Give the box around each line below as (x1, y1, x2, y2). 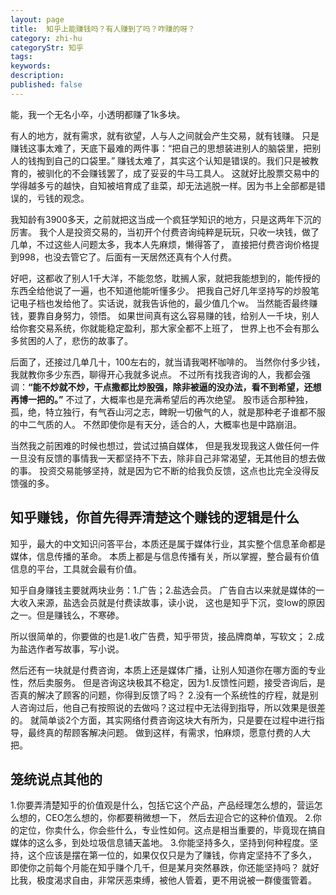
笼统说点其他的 (10, 771, 103, 788)
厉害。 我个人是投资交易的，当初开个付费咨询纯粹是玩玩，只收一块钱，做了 (10, 226, 320, 238)
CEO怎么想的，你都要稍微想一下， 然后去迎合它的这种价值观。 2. (44, 812, 313, 824)
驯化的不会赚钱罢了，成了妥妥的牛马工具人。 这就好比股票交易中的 (44, 167, 320, 179)
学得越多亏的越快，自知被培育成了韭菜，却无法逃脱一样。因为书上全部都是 (10, 179, 317, 191)
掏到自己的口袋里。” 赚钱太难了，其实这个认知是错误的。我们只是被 (36, 154, 311, 166)
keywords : (10, 61, 52, 71)
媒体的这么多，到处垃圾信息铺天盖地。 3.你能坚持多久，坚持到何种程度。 (10, 837, 310, 849)
